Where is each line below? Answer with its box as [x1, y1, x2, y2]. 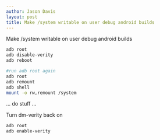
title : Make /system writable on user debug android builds [6, 19, 155, 25]
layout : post [6, 14, 38, 20]
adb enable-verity [6, 128, 51, 134]
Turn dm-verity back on [6, 111, 63, 118]
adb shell [6, 84, 30, 90]
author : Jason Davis [6, 8, 56, 15]
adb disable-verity [6, 52, 54, 58]
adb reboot [6, 58, 33, 64]
